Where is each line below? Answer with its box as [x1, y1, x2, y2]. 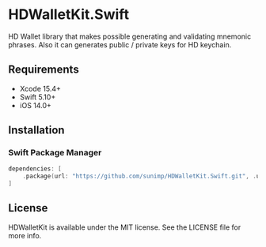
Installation [8, 124, 65, 137]
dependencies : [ [8, 165, 62, 173]
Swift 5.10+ [19, 92, 56, 102]
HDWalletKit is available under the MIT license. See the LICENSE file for [8, 223, 241, 232]
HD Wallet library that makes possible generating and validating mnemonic [8, 32, 252, 41]
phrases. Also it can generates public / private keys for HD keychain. [8, 39, 232, 49]
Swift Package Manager [8, 148, 102, 159]
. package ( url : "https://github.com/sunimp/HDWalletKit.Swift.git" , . [22, 172, 257, 181]
